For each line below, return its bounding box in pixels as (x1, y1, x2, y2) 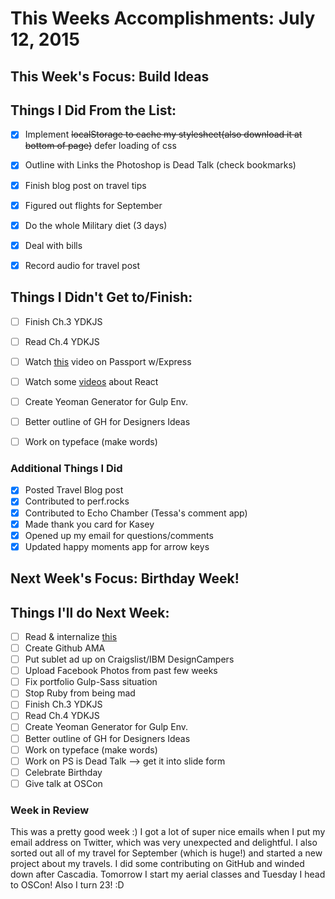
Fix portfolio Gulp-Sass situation (24, 676, 158, 688)
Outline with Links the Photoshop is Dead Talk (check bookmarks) (24, 159, 297, 171)
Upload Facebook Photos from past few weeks (24, 665, 218, 677)
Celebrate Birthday (24, 766, 103, 778)
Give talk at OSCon (24, 777, 103, 789)
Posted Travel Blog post (24, 484, 124, 496)
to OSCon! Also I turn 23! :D (10, 879, 125, 891)
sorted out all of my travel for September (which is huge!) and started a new (10, 847, 323, 859)
